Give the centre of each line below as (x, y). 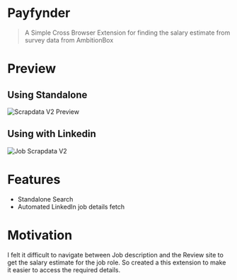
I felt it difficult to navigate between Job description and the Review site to (116, 255)
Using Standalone (47, 94)
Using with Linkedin (52, 134)
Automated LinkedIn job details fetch (71, 206)
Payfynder (39, 13)
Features (34, 179)
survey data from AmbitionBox (69, 40)
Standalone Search (45, 199)
